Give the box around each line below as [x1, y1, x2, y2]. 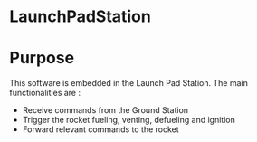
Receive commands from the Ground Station [22, 105, 188, 116]
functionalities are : [9, 88, 81, 99]
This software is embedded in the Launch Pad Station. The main [9, 78, 249, 89]
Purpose [9, 48, 75, 69]
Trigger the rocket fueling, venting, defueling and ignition [22, 115, 235, 126]
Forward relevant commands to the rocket [22, 124, 179, 135]
